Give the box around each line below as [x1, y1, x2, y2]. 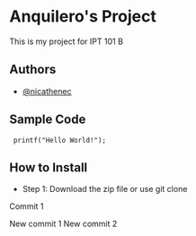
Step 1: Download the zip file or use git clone [22, 184, 188, 195]
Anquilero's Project [9, 6, 157, 27]
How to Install [9, 160, 88, 175]
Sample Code [9, 112, 86, 127]
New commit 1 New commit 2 [9, 218, 118, 230]
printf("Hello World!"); [13, 135, 106, 144]
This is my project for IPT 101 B [9, 36, 124, 47]
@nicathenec [22, 85, 72, 96]
